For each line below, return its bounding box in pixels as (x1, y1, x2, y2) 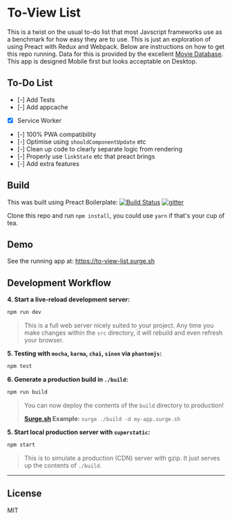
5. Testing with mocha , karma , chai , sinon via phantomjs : (7, 349, 162, 357)
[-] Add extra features (17, 159, 79, 167)
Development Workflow (7, 277, 112, 288)
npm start (7, 441, 36, 448)
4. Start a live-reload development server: (7, 295, 130, 304)
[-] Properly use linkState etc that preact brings (17, 152, 155, 160)
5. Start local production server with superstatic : (7, 427, 151, 436)
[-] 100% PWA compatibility (17, 130, 97, 138)
